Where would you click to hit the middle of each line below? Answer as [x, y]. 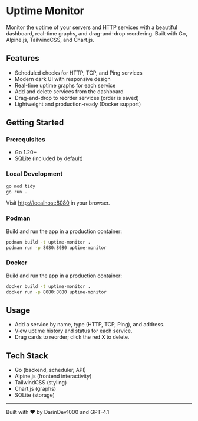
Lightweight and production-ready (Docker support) [78, 104]
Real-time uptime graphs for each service [65, 85]
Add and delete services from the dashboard [69, 91]
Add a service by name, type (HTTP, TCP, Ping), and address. [90, 325]
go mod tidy [21, 186]
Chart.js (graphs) [35, 389]
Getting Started [35, 123]
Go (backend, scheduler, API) [50, 370]
